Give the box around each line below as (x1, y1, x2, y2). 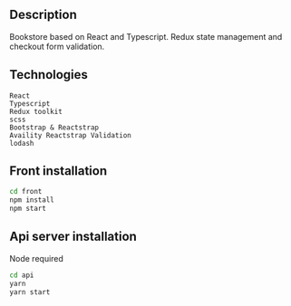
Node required (9, 253, 63, 263)
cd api (9, 271, 34, 280)
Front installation (9, 163, 107, 179)
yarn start (9, 287, 51, 297)
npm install (9, 196, 54, 205)
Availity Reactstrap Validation (9, 130, 131, 139)
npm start (9, 204, 47, 214)
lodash (9, 139, 34, 148)
